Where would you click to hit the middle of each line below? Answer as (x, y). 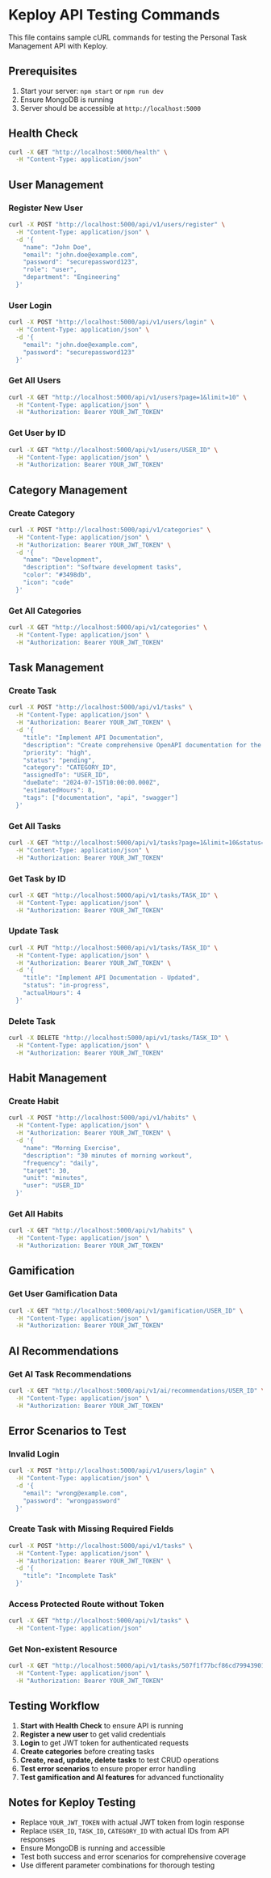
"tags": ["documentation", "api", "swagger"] (101, 797)
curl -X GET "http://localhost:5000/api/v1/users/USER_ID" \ (113, 450)
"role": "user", (50, 270)
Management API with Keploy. (58, 45)
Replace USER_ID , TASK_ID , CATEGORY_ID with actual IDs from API (125, 1830)
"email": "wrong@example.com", (75, 1493)
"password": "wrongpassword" (72, 1501)
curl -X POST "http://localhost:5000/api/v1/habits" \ (102, 1118)
